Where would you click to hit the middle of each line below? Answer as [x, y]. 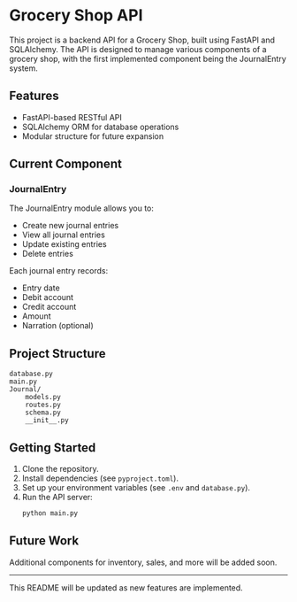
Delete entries [47, 254]
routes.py [43, 405]
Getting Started [53, 448]
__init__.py [47, 421]
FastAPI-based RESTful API [72, 117]
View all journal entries [64, 235]
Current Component [65, 164]
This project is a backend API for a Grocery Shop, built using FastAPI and [142, 40]
